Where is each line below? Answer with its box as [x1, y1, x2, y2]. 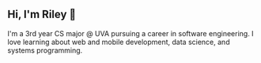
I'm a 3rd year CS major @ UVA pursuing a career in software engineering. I [7, 28, 254, 38]
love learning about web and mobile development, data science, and [7, 37, 230, 46]
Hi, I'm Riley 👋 [7, 8, 77, 21]
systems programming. [7, 45, 83, 55]
